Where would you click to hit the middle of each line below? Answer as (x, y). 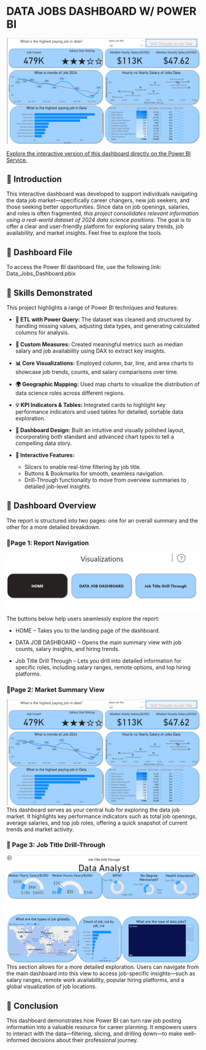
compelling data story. (44, 443)
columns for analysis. (42, 333)
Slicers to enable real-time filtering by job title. (83, 467)
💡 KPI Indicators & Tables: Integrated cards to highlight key (90, 405)
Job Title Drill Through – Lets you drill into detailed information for (98, 661)
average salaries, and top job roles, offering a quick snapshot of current (97, 823)
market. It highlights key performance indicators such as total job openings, (102, 816)
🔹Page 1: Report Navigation (48, 542)
